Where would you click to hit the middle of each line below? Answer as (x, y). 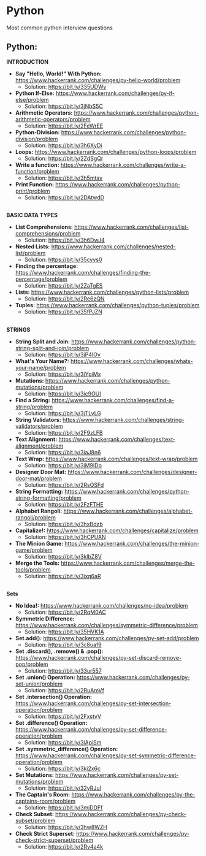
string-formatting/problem (48, 498)
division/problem (36, 139)
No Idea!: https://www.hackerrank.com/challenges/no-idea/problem (101, 605)
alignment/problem (39, 446)
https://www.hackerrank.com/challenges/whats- (132, 361)
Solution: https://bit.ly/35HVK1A (64, 632)
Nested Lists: (32, 246)
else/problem (32, 99)
